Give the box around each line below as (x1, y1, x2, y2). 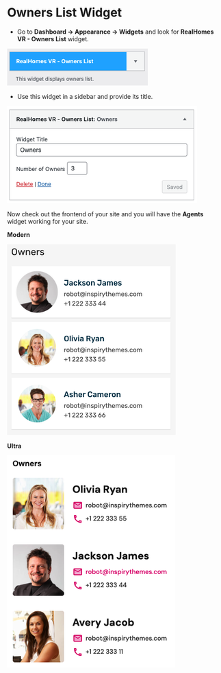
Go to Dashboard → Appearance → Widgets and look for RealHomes (16, 27, 214, 36)
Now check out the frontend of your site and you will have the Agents (7, 209, 204, 218)
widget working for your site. (7, 217, 88, 225)
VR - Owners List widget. (16, 34, 89, 43)
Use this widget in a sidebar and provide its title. (16, 92, 153, 100)
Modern (7, 230, 31, 238)
